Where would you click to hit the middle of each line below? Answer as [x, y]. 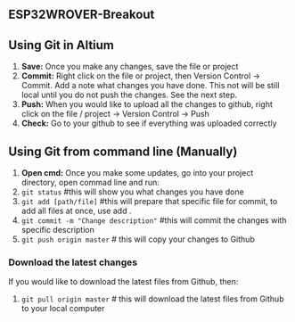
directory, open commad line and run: [90, 183]
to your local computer [63, 309]
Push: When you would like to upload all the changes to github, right [147, 104]
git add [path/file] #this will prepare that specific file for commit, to [149, 202]
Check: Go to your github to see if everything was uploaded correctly [149, 123]
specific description [57, 230]
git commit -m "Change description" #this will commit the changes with [154, 220]
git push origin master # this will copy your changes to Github [138, 239]
